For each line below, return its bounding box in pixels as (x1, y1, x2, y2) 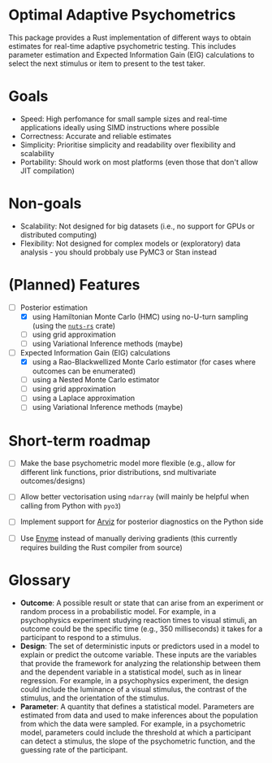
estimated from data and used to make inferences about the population (19, 710, 258, 720)
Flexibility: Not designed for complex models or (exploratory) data (19, 238, 241, 248)
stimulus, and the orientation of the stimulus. (19, 693, 170, 703)
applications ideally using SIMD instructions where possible (19, 122, 220, 132)
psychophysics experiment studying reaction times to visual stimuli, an (19, 615, 257, 625)
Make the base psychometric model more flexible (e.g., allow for (19, 458, 236, 469)
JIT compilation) (19, 165, 76, 176)
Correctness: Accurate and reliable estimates (19, 131, 172, 141)
